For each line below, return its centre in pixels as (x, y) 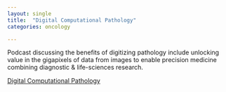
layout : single (29, 14)
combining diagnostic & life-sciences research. (75, 68)
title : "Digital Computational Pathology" (72, 20)
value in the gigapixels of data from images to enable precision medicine (112, 60)
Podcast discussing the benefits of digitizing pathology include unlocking (113, 52)
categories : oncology (39, 26)
